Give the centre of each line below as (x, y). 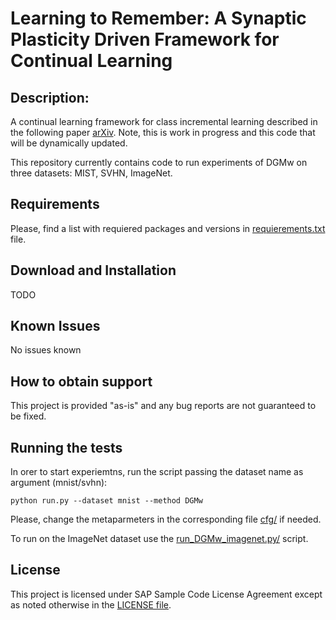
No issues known (46, 350)
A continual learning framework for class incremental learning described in (164, 121)
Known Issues (55, 326)
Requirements (55, 204)
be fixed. (28, 416)
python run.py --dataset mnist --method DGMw (106, 501)
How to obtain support (81, 381)
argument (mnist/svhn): (59, 483)
